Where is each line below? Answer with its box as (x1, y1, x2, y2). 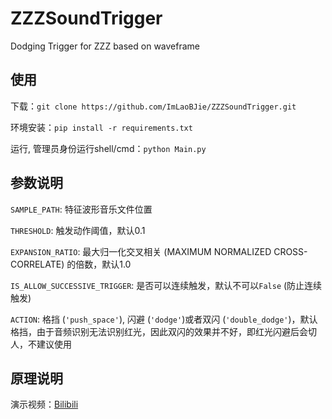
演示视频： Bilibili (10, 398, 79, 411)
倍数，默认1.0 (75, 258, 132, 270)
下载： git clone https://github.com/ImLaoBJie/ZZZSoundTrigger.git (10, 100, 297, 112)
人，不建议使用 (10, 338, 72, 350)
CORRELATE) (10, 258, 65, 270)
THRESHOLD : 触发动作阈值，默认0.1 (10, 224, 146, 236)
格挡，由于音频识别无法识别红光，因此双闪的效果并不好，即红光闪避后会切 (10, 325, 317, 337)
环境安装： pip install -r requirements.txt (10, 121, 193, 133)
